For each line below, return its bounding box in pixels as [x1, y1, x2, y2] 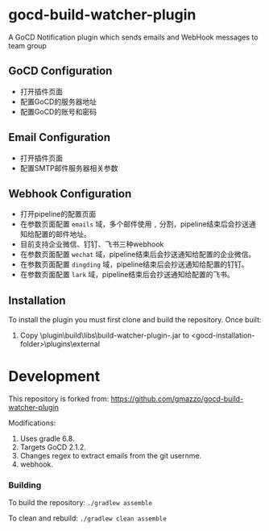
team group [8, 40, 47, 50]
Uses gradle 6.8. [19, 434, 75, 444]
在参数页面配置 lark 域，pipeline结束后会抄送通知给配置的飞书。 [19, 270, 235, 280]
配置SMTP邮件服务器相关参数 [19, 163, 118, 172]
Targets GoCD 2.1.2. [19, 442, 86, 452]
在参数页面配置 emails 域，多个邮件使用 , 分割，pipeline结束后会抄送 [19, 219, 250, 229]
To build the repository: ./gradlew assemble [8, 498, 153, 508]
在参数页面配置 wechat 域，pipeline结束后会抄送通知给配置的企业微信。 [19, 250, 256, 259]
